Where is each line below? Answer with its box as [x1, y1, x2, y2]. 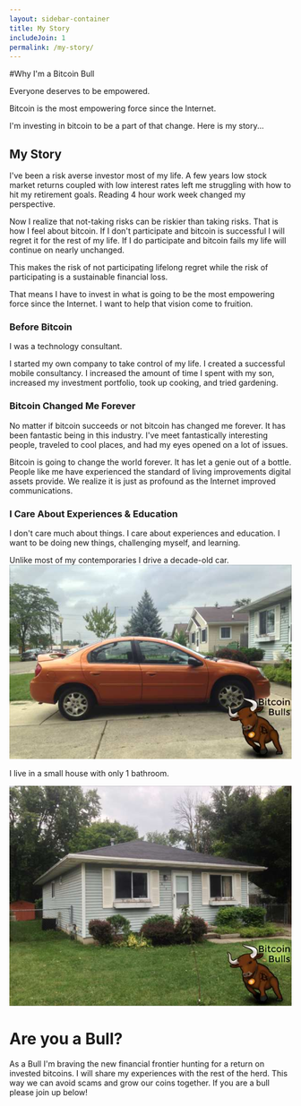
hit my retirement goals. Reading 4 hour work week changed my [9, 189, 246, 201]
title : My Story [9, 23, 70, 33]
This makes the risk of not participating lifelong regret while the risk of [9, 262, 269, 273]
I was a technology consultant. [9, 341, 123, 352]
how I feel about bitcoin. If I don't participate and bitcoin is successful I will [9, 226, 285, 236]
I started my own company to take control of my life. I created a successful [9, 358, 286, 369]
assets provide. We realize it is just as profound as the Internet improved [9, 476, 276, 486]
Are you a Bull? [9, 1028, 124, 1049]
